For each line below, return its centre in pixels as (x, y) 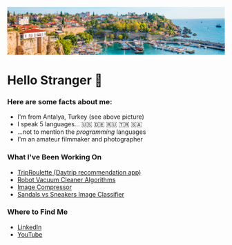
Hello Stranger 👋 (55, 80)
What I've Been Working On (55, 157)
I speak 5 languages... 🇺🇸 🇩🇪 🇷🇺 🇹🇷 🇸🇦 (79, 124)
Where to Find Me (37, 212)
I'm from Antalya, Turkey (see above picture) (81, 117)
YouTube (30, 234)
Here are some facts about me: (60, 101)
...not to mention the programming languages (81, 132)
